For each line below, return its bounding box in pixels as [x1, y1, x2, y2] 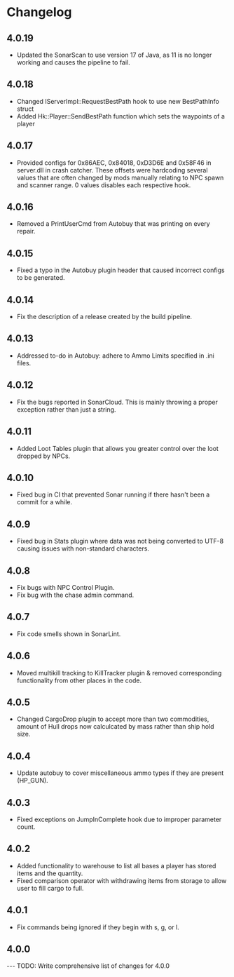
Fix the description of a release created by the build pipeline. [16, 313, 193, 321]
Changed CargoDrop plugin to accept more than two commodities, [16, 715, 209, 723]
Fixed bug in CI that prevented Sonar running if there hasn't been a [16, 490, 210, 499]
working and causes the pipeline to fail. [16, 58, 130, 67]
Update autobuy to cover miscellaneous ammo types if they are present [16, 769, 224, 777]
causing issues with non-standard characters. [16, 544, 150, 553]
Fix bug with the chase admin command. [16, 591, 135, 599]
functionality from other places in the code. [16, 676, 142, 685]
